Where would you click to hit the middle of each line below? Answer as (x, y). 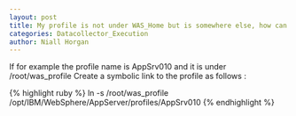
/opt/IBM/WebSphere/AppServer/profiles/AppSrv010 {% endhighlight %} (142, 103)
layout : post (33, 17)
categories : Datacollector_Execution (79, 33)
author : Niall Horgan (49, 42)
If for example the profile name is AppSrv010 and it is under (118, 67)
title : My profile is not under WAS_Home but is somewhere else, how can (148, 25)
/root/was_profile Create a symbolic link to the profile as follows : (128, 76)
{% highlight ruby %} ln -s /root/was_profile (89, 93)
